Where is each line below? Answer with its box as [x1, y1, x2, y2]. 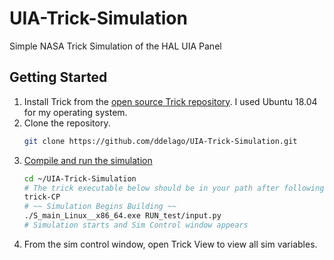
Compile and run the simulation [23, 154, 153, 166]
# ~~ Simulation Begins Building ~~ [23, 202, 177, 212]
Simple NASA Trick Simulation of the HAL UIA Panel [9, 40, 222, 52]
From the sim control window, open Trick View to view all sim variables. [23, 238, 318, 250]
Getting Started [9, 69, 108, 86]
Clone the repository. [23, 117, 111, 129]
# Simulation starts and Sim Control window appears [23, 220, 249, 230]
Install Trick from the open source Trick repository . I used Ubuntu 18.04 [23, 95, 318, 107]
